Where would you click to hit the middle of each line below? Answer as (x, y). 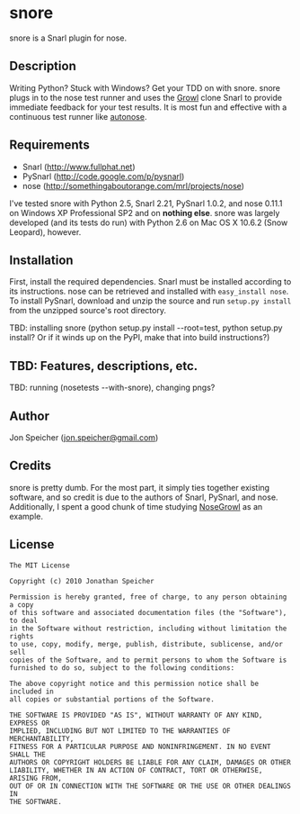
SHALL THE (28, 755)
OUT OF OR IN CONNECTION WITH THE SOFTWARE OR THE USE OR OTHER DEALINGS (150, 786)
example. (26, 516)
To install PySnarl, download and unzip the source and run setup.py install (150, 301)
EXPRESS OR (30, 723)
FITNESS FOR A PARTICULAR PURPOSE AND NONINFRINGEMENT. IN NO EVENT (140, 746)
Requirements (49, 145)
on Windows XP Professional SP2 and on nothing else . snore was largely (145, 213)
